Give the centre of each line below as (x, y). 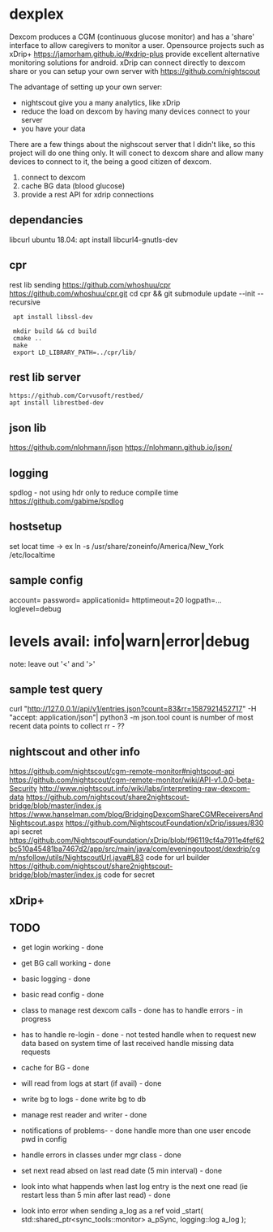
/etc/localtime (32, 555)
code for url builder (177, 858)
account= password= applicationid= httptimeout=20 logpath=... (115, 600)
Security (23, 789)
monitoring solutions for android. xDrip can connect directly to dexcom (127, 63)
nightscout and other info (75, 752)
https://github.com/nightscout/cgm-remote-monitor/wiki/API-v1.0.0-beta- (132, 780)
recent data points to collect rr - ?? (67, 726)
